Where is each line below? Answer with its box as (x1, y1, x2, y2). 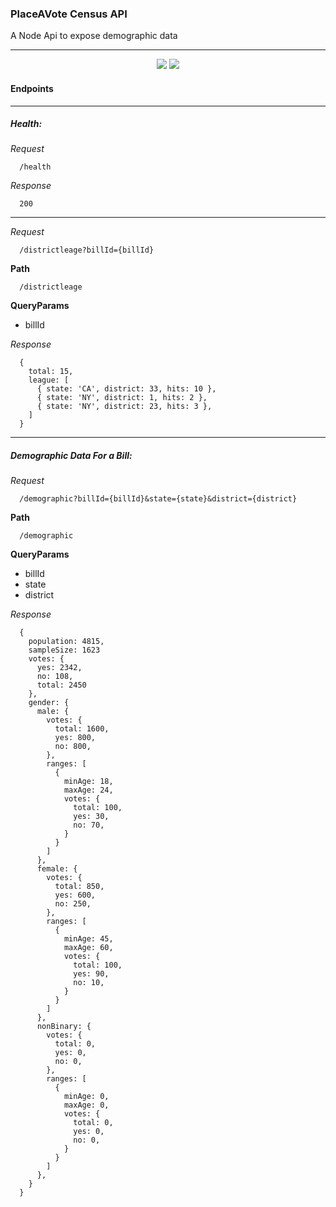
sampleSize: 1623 (28, 645, 101, 656)
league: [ (28, 375, 70, 386)
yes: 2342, (36, 663, 83, 673)
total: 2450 (36, 680, 87, 691)
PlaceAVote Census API (10, 7, 128, 21)
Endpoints (10, 82, 54, 94)
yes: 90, (73, 969, 110, 979)
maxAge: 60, (63, 943, 114, 953)
